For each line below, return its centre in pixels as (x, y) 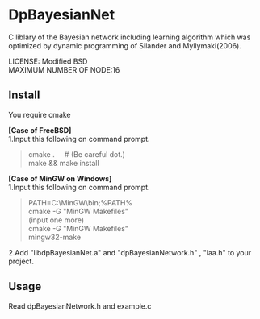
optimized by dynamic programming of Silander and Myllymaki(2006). (125, 45)
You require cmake (40, 114)
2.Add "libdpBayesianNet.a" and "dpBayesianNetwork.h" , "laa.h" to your (130, 252)
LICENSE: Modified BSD (48, 61)
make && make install (63, 163)
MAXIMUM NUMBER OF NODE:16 (64, 69)
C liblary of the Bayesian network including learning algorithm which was (130, 37)
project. (21, 261)
